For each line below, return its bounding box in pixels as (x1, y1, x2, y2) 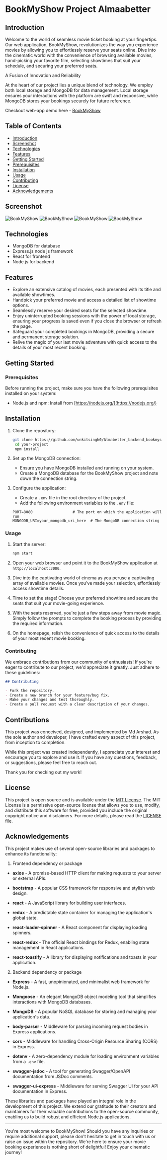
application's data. (12, 1013, 51, 1019)
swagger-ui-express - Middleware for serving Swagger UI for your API (12, 1083, 159, 1089)
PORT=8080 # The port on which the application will (12, 510, 162, 515)
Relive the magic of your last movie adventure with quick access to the (12, 339, 158, 345)
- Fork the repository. (5, 688, 55, 693)
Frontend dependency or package (12, 860, 83, 866)
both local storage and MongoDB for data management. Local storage (5, 87, 149, 93)
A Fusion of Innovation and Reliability (5, 73, 81, 78)
